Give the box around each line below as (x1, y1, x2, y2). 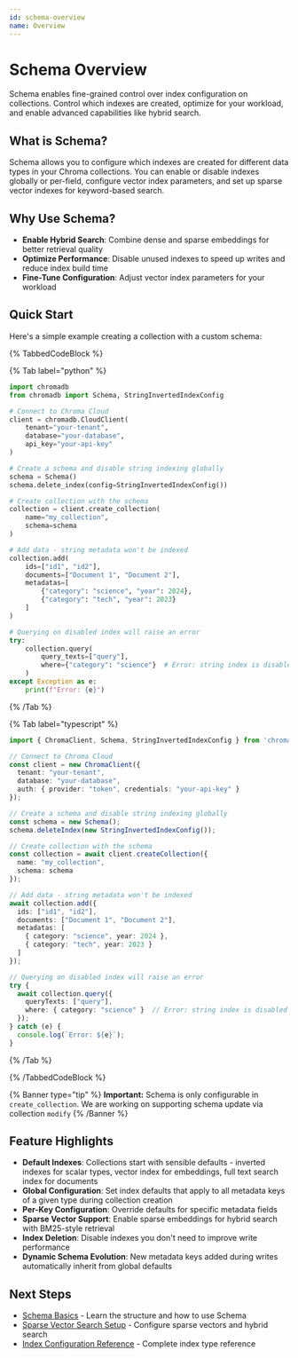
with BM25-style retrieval (21, 1223, 115, 1234)
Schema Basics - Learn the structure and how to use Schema (21, 1310, 247, 1321)
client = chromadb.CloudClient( (9, 415, 129, 424)
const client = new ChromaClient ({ (9, 760, 141, 769)
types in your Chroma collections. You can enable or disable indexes (9, 166, 260, 178)
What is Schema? (9, 133, 108, 148)
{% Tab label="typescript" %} (9, 718, 119, 729)
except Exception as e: (9, 677, 98, 686)
